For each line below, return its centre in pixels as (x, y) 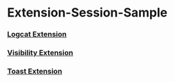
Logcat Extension (37, 34)
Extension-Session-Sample (87, 13)
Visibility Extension (40, 53)
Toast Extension (35, 71)
